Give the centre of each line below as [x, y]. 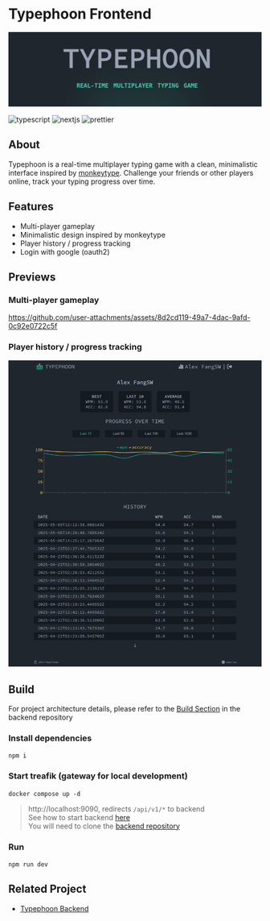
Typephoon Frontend [80, 14]
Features [31, 207]
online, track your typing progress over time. [82, 181]
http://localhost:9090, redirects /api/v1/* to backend [116, 809]
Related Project [47, 889]
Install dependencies [50, 738]
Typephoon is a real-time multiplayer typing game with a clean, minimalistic [133, 164]
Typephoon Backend [54, 908]
